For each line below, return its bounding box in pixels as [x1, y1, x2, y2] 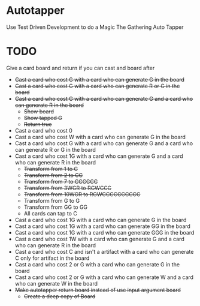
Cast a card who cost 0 [14, 127, 73, 134]
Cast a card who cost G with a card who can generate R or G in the [14, 82, 180, 89]
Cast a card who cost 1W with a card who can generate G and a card [14, 235, 184, 242]
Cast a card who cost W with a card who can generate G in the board [14, 133, 186, 140]
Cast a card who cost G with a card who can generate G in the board [14, 76, 184, 83]
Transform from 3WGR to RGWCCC [23, 184, 112, 191]
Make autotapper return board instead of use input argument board [14, 286, 181, 293]
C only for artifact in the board [14, 254, 90, 262]
